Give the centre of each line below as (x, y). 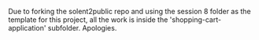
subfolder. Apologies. (82, 28)
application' (27, 28)
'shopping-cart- (196, 20)
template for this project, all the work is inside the (88, 20)
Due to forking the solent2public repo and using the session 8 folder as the (129, 11)
